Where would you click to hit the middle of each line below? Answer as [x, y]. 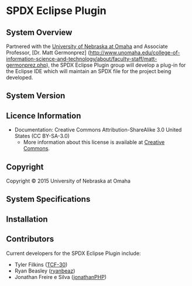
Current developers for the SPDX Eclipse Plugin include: [73, 253]
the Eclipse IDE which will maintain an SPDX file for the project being [89, 71]
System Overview [39, 32]
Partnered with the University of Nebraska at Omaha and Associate [87, 46]
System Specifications [48, 199]
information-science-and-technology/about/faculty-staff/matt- [82, 59]
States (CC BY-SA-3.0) [42, 136]
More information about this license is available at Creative [94, 142]
